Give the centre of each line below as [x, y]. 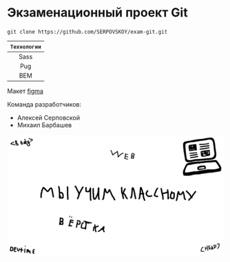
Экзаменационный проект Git [97, 13]
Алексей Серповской [49, 118]
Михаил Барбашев [44, 124]
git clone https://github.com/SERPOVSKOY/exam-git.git [87, 32]
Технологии [25, 47]
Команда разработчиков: [44, 104]
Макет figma [25, 91]
